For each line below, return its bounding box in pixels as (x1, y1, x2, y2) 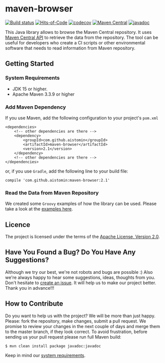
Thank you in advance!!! (5, 285, 55, 291)
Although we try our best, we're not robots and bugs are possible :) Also (5, 269, 153, 275)
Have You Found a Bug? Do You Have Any (5, 248, 136, 257)
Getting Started (5, 59, 54, 68)
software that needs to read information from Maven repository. (5, 45, 136, 51)
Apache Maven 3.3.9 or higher (12, 91, 75, 97)
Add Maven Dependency (5, 103, 66, 110)
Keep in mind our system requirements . (5, 352, 86, 358)
